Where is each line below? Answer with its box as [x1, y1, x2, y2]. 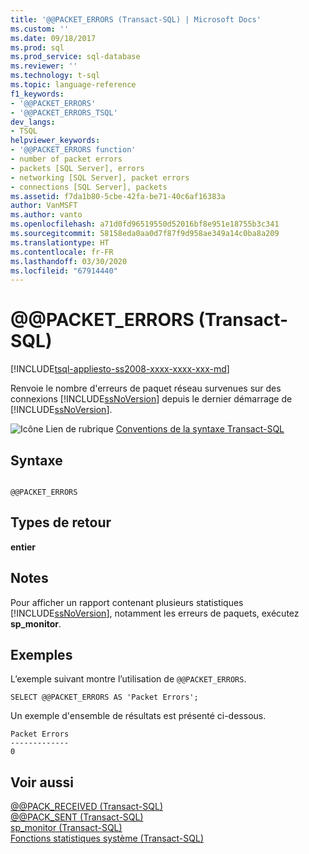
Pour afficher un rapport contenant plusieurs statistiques [10, 596, 244, 608]
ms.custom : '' [10, 24, 70, 34]
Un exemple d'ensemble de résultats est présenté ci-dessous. [10, 710, 267, 722]
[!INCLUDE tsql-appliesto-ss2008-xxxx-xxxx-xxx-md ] [10, 363, 230, 375]
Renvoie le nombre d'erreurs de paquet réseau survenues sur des [10, 382, 282, 395]
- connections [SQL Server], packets [10, 182, 168, 192]
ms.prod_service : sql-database [10, 52, 141, 62]
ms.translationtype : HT [10, 237, 110, 248]
